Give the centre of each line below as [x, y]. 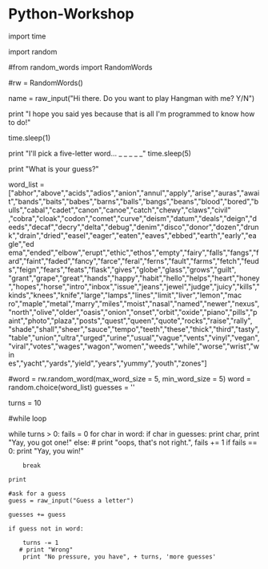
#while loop [28, 418]
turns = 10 [25, 402]
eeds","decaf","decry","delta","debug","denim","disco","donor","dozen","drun [134, 227]
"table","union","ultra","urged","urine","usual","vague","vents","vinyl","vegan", [134, 337]
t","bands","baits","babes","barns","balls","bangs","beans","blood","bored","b [133, 201]
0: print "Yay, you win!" [46, 450]
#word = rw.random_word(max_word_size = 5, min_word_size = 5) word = [130, 378]
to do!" [20, 122]
